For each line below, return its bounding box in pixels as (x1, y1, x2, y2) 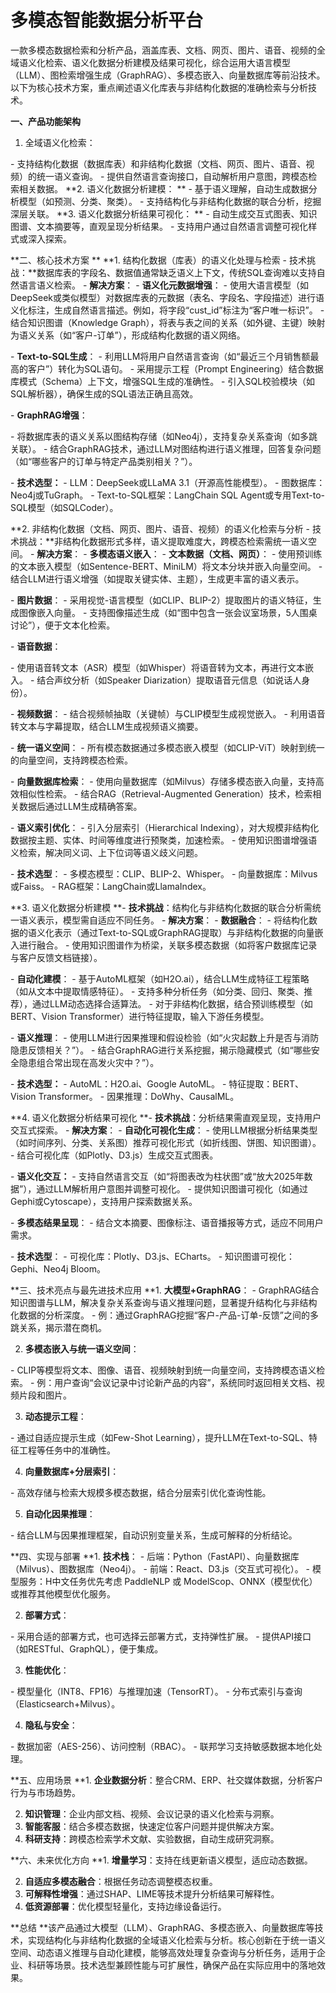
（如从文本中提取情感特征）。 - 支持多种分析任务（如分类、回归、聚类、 (10, 985, 305, 997)
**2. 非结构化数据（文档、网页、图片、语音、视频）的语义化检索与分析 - (10, 522, 310, 535)
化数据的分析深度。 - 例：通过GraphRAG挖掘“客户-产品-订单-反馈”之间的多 (10, 1309, 320, 1321)
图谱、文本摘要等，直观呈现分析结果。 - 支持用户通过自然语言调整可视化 (10, 220, 309, 232)
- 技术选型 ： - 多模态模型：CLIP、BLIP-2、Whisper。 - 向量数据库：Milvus (10, 867, 318, 880)
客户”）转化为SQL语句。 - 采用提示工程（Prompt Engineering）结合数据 (27, 362, 324, 375)
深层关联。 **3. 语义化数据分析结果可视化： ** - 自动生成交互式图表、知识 (10, 207, 318, 220)
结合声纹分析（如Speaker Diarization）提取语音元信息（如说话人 (36, 674, 302, 686)
